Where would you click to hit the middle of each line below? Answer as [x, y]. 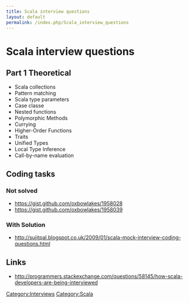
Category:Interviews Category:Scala [50, 294]
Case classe [29, 105]
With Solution [26, 224]
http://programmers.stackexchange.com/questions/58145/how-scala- [99, 277]
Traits [21, 137]
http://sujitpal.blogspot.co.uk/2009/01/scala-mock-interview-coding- [98, 237]
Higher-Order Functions [43, 131]
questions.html [32, 244]
